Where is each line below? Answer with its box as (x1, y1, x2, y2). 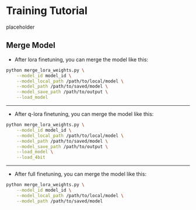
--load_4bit (16, 154, 45, 160)
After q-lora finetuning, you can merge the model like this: (14, 111, 154, 118)
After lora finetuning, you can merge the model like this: (14, 56, 149, 63)
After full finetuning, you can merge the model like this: (14, 171, 147, 178)
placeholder (6, 23, 35, 30)
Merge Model (6, 40, 55, 50)
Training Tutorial (6, 4, 87, 18)
